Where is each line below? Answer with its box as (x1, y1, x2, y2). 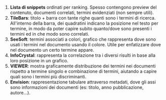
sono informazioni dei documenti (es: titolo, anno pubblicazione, (10, 84, 144, 90)
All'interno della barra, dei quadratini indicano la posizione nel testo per (10, 20, 158, 26)
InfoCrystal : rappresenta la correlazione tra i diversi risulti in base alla (10, 52, 155, 58)
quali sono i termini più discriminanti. (10, 74, 87, 79)
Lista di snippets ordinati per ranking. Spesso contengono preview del (10, 5, 157, 10)
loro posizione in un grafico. (10, 58, 69, 63)
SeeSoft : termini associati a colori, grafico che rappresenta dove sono (10, 36, 156, 42)
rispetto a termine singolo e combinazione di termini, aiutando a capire (10, 68, 157, 74)
